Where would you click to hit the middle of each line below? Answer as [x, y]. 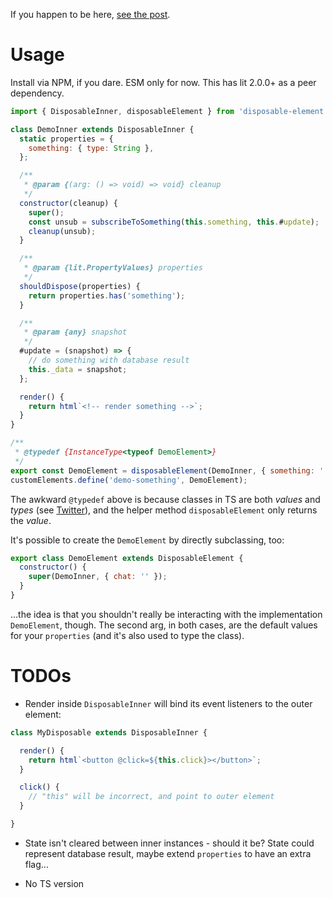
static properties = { [66, 139]
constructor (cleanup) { [68, 203]
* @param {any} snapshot [75, 332]
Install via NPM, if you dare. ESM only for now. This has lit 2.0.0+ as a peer [163, 82]
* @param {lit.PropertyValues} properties [113, 268]
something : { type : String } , [91, 148]
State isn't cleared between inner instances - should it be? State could [169, 843]
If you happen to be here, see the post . [90, 14]
